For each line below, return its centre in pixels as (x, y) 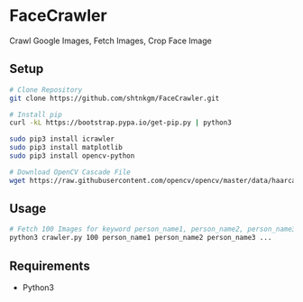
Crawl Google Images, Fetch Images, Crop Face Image (110, 41)
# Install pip (36, 114)
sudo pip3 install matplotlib (66, 148)
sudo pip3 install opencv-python (72, 156)
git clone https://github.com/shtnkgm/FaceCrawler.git (115, 98)
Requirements (50, 265)
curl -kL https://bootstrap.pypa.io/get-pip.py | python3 (120, 123)
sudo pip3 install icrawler (62, 139)
